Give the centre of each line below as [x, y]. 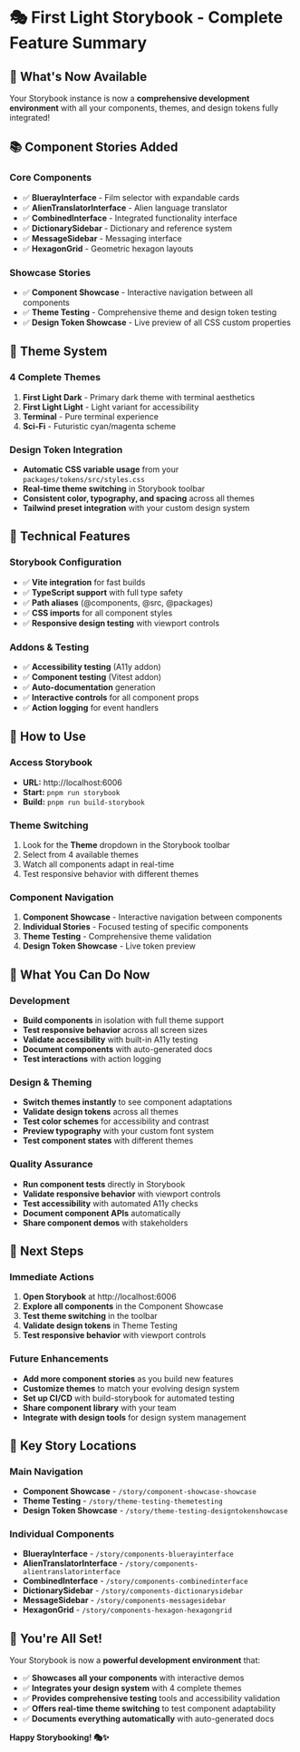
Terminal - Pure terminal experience [90, 416]
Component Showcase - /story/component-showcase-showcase [139, 1491]
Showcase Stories [50, 272]
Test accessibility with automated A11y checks [110, 1203]
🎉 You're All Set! [56, 1638]
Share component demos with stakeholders [105, 1223]
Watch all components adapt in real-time [98, 864]
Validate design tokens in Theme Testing [100, 1325]
